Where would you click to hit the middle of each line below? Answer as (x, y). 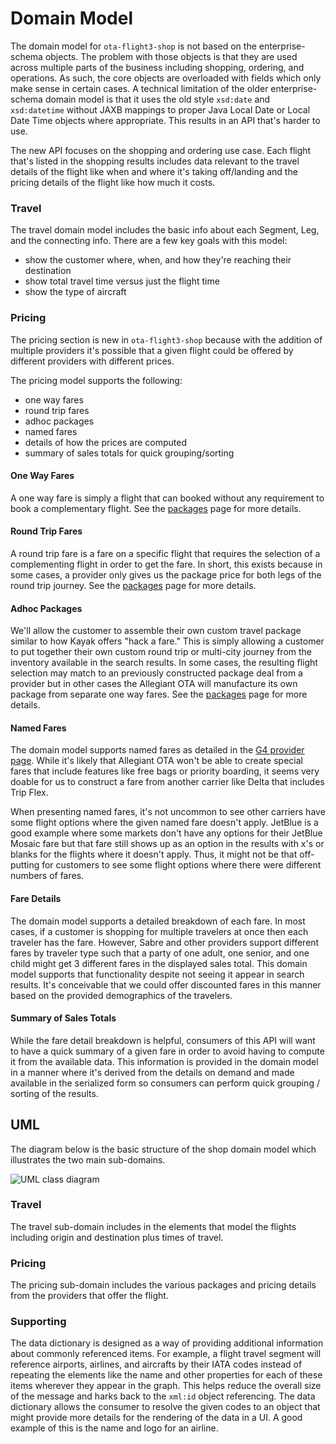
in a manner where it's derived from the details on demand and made (152, 1072)
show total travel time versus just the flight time (122, 281)
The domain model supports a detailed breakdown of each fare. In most (158, 921)
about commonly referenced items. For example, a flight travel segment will (166, 1354)
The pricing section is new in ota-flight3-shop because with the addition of (166, 339)
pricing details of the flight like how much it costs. (113, 182)
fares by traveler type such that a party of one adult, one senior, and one (160, 953)
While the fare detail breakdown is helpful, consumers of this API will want (163, 1040)
